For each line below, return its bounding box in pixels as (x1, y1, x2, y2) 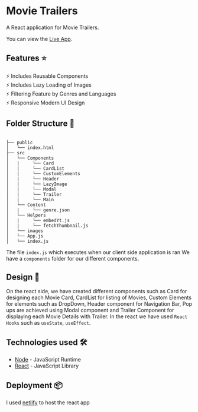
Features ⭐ (6, 53, 47, 64)
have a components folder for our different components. (6, 255, 139, 262)
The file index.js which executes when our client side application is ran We (6, 248, 190, 256)
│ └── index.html (6, 144, 54, 151)
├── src (6, 150, 25, 156)
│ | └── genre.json (6, 207, 70, 213)
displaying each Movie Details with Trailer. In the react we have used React (6, 313, 188, 320)
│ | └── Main (6, 197, 54, 202)
